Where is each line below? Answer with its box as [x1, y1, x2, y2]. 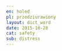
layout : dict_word [6, 19, 51, 25]
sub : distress [6, 36, 41, 42]
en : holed [6, 8, 30, 15]
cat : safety [6, 30, 35, 36]
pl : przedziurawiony [6, 14, 57, 20]
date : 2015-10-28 [6, 25, 49, 31]
